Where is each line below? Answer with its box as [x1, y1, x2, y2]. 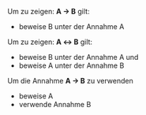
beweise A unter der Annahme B [18, 61, 125, 70]
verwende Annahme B [18, 100, 92, 109]
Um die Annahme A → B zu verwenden [7, 76, 133, 85]
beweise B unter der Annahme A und [18, 53, 139, 61]
